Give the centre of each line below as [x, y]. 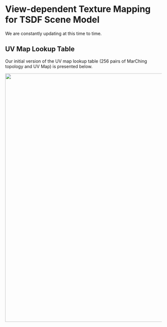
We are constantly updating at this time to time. [53, 33]
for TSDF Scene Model [52, 20]
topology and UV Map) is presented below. [49, 66]
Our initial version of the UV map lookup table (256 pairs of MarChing [76, 61]
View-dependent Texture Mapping [78, 9]
